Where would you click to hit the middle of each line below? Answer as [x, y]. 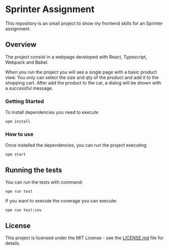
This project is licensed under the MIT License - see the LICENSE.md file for [85, 238]
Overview [21, 45]
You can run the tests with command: [44, 182]
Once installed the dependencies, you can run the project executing [76, 145]
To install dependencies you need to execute [52, 112]
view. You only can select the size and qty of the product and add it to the [82, 77]
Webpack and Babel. [27, 62]
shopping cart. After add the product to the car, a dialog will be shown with [83, 82]
